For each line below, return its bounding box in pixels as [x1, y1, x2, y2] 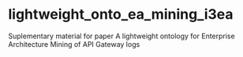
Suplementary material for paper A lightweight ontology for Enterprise [8, 31, 235, 41]
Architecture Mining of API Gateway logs [8, 39, 140, 48]
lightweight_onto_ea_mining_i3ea [8, 5, 234, 23]
